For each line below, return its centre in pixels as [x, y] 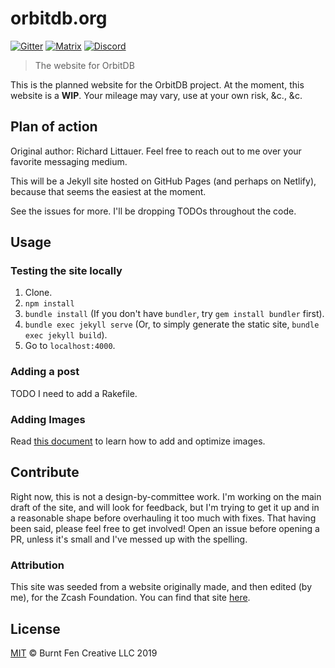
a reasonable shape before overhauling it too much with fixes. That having [163, 518]
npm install [49, 304]
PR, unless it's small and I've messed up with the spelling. [129, 539]
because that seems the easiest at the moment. [108, 191]
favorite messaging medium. [69, 161]
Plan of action [54, 127]
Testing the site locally [66, 271]
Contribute [45, 472]
